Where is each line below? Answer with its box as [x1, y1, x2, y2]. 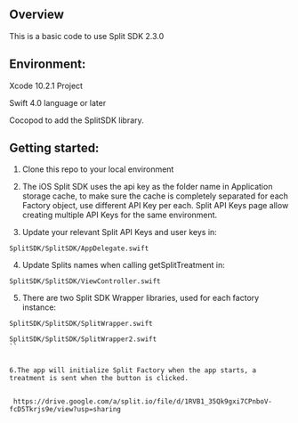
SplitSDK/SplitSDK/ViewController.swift [9, 277, 162, 286]
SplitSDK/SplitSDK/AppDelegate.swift [9, 244, 149, 253]
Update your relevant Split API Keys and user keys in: [21, 227, 218, 238]
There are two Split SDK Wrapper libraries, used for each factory [21, 293, 260, 304]
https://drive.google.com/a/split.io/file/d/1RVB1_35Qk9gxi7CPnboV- [12, 397, 273, 406]
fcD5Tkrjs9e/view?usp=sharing [9, 405, 122, 414]
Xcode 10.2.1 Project [9, 80, 83, 91]
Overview [9, 7, 65, 22]
